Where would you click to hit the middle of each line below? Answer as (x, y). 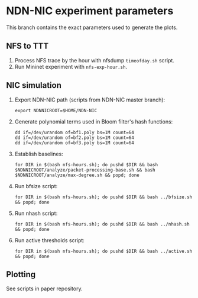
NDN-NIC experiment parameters (90, 11)
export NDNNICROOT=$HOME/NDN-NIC (56, 110)
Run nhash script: (36, 213)
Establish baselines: (39, 154)
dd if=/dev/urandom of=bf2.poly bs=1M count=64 (74, 138)
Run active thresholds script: (49, 240)
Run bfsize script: (36, 186)
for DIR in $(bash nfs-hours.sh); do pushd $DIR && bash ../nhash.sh (102, 224)
